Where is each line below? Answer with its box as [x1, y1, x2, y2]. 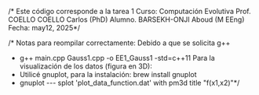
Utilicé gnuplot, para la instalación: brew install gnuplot [19, 70, 198, 79]
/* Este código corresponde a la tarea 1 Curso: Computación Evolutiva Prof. [8, 7, 251, 16]
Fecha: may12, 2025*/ [8, 23, 81, 32]
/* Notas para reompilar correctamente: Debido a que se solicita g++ [8, 38, 231, 47]
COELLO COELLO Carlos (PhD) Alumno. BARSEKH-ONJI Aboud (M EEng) [8, 15, 245, 24]
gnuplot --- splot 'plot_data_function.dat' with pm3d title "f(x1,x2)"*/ [19, 78, 240, 87]
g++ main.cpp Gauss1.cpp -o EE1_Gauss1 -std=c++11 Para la [19, 54, 216, 62]
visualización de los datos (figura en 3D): [19, 62, 153, 71]
